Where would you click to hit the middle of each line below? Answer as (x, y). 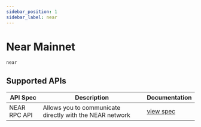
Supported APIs (36, 81)
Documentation (169, 98)
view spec (161, 111)
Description (92, 98)
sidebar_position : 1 (32, 12)
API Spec (23, 98)
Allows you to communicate (82, 108)
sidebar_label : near (32, 17)
